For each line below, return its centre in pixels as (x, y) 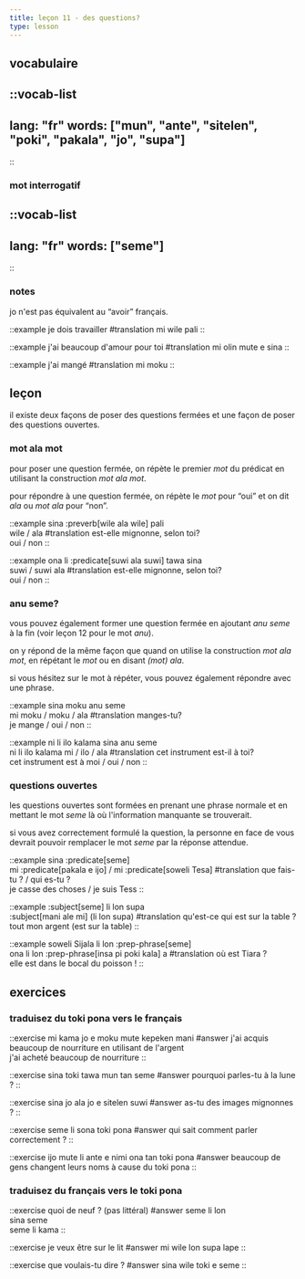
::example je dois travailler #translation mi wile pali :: (107, 329)
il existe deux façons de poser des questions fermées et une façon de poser (152, 415)
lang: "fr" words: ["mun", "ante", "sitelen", (133, 126)
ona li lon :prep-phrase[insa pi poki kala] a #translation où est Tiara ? (138, 954)
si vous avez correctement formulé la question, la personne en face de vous (152, 833)
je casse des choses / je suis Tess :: (76, 889)
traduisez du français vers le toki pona (96, 1190)
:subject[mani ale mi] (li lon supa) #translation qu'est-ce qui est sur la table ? (153, 917)
